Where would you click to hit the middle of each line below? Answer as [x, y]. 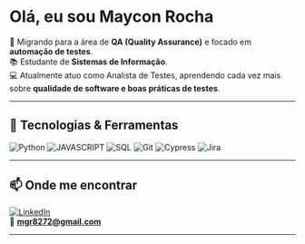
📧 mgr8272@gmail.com [55, 221]
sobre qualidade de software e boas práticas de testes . [115, 88]
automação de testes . [51, 51]
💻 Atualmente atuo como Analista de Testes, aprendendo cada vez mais [145, 75]
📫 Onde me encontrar [74, 185]
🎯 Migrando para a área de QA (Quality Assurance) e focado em [131, 42]
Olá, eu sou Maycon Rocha [112, 17]
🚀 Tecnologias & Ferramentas [94, 126]
